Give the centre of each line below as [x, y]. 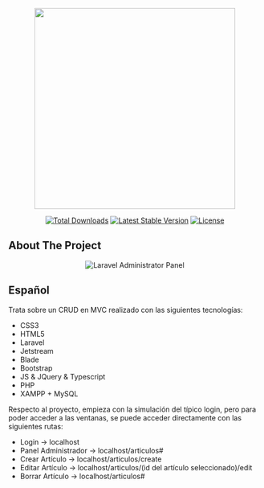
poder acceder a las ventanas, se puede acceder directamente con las [125, 417]
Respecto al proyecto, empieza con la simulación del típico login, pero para [132, 409]
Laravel [32, 342]
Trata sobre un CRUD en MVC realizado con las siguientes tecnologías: [126, 310]
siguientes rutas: [36, 426]
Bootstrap [36, 368]
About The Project [55, 246]
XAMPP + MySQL [49, 393]
